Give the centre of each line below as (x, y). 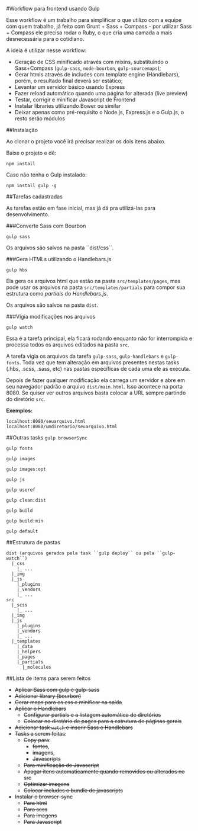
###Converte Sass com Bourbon (46, 226)
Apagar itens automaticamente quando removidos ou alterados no (104, 771)
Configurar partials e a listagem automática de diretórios (92, 715)
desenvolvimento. (28, 214)
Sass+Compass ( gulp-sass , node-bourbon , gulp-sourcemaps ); (88, 68)
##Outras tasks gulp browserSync (47, 437)
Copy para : (37, 740)
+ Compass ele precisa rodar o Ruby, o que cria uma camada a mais (89, 33)
